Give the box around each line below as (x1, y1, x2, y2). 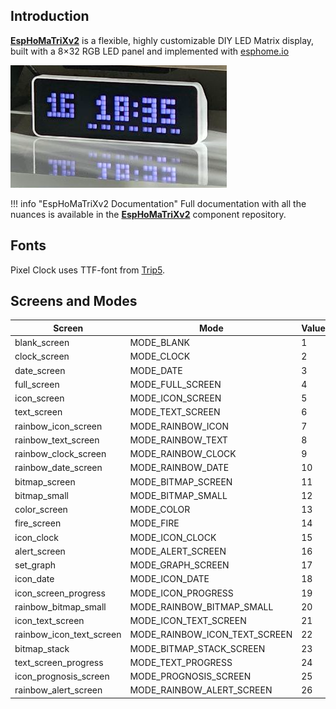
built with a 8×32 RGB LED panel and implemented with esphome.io (10, 45, 290, 57)
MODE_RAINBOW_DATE (129, 462, 230, 474)
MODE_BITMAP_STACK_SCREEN (129, 642, 266, 654)
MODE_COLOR (129, 504, 191, 516)
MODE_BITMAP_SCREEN (129, 475, 233, 488)
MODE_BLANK (129, 337, 190, 349)
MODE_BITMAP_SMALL (129, 489, 228, 501)
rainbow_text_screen (14, 434, 100, 446)
